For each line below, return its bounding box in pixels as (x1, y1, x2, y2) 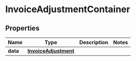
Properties (5, 24, 40, 33)
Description (79, 39, 108, 46)
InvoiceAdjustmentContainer (5, 4, 130, 15)
